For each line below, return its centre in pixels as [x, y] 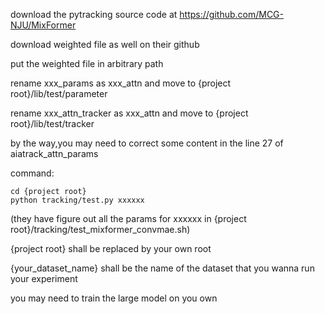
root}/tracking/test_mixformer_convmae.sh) [100, 229]
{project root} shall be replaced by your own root [111, 248]
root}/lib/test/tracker [52, 123]
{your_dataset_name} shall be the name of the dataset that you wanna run [162, 268]
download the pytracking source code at [94, 14]
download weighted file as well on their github [105, 44]
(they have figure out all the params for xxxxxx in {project [128, 218]
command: [32, 173]
